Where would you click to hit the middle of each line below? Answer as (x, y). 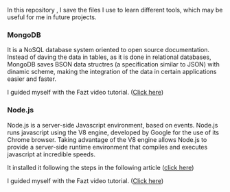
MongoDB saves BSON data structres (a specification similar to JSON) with (113, 64)
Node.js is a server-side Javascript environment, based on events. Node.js (113, 125)
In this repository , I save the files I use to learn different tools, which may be (115, 10)
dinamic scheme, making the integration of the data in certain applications (112, 72)
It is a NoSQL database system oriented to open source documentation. (108, 50)
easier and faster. (32, 79)
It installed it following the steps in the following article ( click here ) (101, 167)
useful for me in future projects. (52, 17)
